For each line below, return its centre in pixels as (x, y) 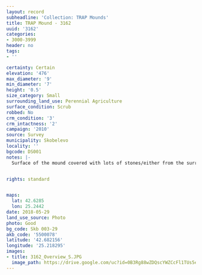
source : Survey (25, 135)
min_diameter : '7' (29, 84)
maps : (13, 195)
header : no (20, 46)
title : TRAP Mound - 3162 (38, 23)
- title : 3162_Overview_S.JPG (44, 257)
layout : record (25, 12)
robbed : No (20, 112)
